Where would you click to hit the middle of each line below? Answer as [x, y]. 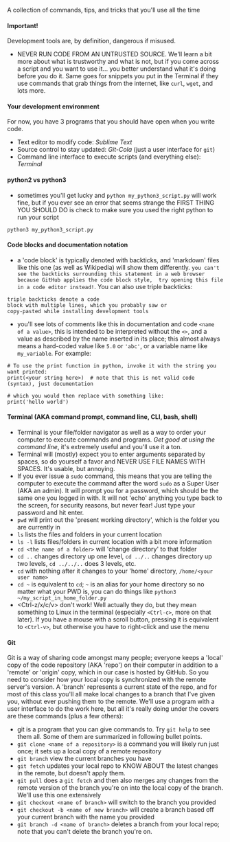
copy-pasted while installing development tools [78, 311]
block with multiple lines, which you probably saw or [87, 305]
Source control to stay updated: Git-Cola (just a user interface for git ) [116, 150]
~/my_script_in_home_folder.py [62, 598]
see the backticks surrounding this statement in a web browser [111, 274]
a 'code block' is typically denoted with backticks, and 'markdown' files [118, 260]
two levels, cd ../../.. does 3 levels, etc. [77, 564]
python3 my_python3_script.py [50, 229]
